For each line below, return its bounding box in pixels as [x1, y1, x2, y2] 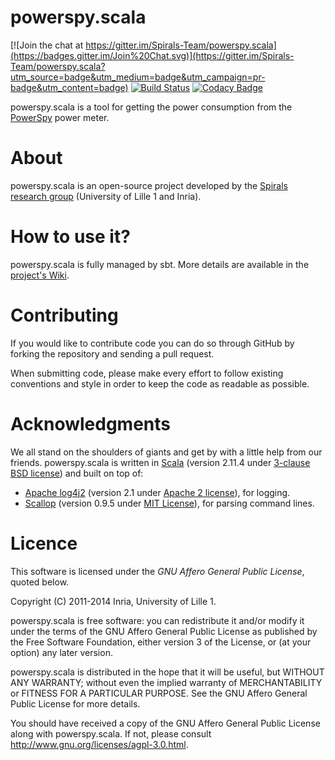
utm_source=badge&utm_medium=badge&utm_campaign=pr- [10, 71, 266, 83]
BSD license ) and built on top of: [10, 467, 144, 479]
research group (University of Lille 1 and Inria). [10, 190, 202, 202]
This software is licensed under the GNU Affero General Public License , [10, 565, 305, 577]
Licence [10, 532, 78, 555]
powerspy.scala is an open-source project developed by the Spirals [10, 179, 288, 191]
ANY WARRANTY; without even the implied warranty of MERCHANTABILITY [10, 676, 323, 688]
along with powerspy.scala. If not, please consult [10, 727, 212, 740]
